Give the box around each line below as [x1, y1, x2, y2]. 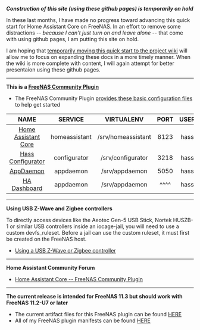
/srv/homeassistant [97, 133, 152, 141]
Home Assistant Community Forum [6, 264, 95, 271]
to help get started [14, 101, 61, 108]
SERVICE [58, 116, 85, 123]
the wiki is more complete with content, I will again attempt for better [6, 60, 174, 67]
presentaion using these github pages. [6, 66, 101, 73]
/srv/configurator [100, 154, 148, 161]
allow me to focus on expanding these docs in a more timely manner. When [6, 54, 191, 60]
